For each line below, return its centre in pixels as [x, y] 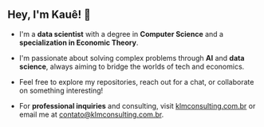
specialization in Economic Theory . [79, 42]
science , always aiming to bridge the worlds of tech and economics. [132, 66]
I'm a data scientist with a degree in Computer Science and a [121, 34]
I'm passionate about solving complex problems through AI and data [132, 58]
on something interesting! [61, 90]
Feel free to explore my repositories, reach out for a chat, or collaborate [136, 81]
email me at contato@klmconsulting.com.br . [91, 114]
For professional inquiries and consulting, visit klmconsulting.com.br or [137, 105]
